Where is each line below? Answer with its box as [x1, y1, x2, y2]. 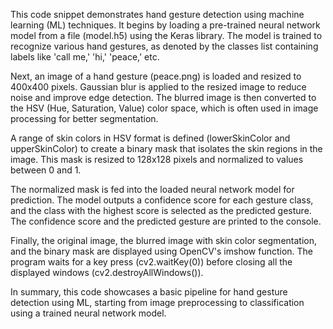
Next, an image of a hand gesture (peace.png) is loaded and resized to [10, 70, 302, 82]
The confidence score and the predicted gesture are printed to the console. [10, 215, 322, 227]
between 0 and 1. [10, 164, 82, 176]
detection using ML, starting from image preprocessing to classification [10, 297, 305, 308]
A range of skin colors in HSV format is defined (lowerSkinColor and [10, 132, 291, 144]
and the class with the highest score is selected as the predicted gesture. [10, 205, 312, 216]
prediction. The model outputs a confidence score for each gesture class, [10, 194, 314, 206]
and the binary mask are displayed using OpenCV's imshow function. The [10, 245, 314, 257]
